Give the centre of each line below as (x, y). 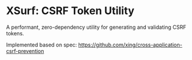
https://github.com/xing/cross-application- (130, 45)
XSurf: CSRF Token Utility (70, 11)
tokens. (15, 33)
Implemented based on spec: (42, 45)
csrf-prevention (25, 51)
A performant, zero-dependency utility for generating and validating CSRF (96, 27)
